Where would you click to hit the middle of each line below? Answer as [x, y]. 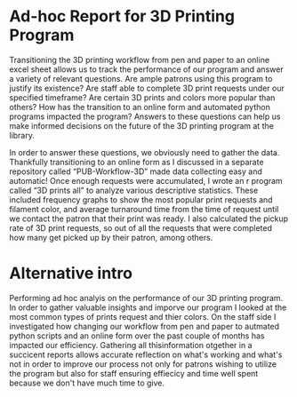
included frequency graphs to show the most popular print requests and [141, 199]
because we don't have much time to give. [87, 383]
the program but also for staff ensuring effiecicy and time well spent [134, 373]
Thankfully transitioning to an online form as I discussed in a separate [136, 162]
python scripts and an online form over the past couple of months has [137, 336]
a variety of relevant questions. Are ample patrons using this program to [141, 78]
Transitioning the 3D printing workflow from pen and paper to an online [139, 60]
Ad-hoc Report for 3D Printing [122, 16]
